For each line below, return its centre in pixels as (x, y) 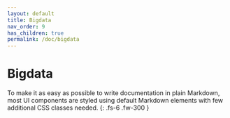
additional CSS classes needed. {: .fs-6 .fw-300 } (78, 108)
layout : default (31, 14)
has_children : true (36, 33)
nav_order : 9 (26, 26)
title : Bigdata (29, 20)
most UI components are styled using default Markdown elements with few (115, 101)
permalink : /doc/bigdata (43, 40)
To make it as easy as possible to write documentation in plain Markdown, (114, 93)
